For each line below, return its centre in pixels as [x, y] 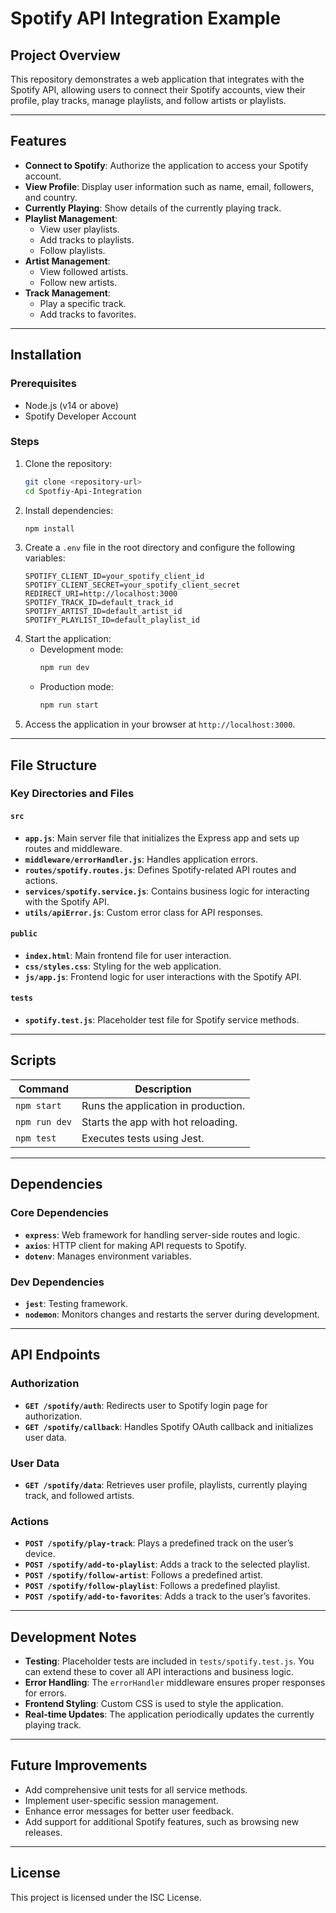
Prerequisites [43, 384]
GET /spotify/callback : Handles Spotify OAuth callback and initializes [169, 1426]
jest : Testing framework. [76, 1303]
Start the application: [68, 639]
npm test [36, 1138]
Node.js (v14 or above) [71, 405]
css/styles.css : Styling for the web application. [123, 966]
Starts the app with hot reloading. [159, 1122]
